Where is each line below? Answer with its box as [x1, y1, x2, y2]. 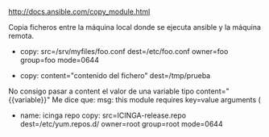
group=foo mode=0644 [19, 56, 99, 64]
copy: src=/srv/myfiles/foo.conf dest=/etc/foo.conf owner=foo [19, 47, 229, 56]
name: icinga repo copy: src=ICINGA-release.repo [19, 110, 187, 120]
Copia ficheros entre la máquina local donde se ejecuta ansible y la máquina [8, 23, 262, 31]
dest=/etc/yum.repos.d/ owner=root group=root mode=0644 [19, 119, 223, 128]
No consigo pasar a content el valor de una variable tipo [8, 86, 195, 96]
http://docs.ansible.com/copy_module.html [8, 7, 151, 16]
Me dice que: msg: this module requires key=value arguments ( [52, 95, 262, 104]
